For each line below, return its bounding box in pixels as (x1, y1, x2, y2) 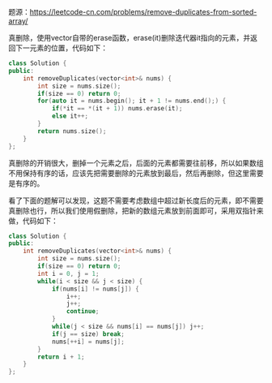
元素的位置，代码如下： (29, 43, 108, 53)
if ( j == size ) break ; (51, 329, 125, 338)
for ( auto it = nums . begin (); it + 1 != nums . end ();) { (37, 97, 227, 105)
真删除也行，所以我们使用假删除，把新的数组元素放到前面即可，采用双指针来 (8, 205, 264, 215)
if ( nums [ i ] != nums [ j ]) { (51, 285, 139, 293)
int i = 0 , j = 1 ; (37, 269, 100, 278)
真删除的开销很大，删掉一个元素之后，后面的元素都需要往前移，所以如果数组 (8, 157, 264, 168)
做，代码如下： (8, 216, 58, 226)
